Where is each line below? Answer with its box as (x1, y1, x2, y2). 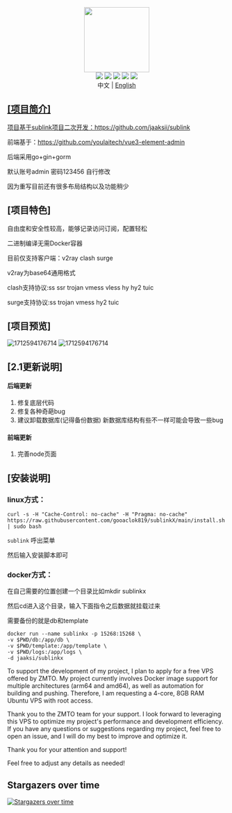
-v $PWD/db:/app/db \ (7, 637, 70, 643)
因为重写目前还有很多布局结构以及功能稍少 (7, 182, 129, 190)
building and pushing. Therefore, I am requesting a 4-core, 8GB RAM (7, 689, 205, 698)
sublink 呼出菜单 (7, 536, 56, 544)
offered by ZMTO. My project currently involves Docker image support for (7, 674, 218, 683)
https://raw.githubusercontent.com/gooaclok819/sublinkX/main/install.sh (7, 517, 226, 524)
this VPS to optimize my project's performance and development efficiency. (7, 717, 224, 725)
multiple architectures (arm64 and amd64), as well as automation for (7, 682, 204, 690)
